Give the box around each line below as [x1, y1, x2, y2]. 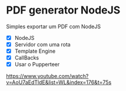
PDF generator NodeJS [6, 4, 121, 17]
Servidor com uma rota [14, 41, 71, 48]
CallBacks [14, 54, 39, 62]
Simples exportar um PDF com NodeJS [6, 23, 101, 30]
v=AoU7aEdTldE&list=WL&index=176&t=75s [6, 79, 112, 86]
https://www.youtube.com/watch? [6, 73, 89, 80]
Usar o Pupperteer [14, 61, 60, 68]
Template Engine [14, 48, 56, 55]
